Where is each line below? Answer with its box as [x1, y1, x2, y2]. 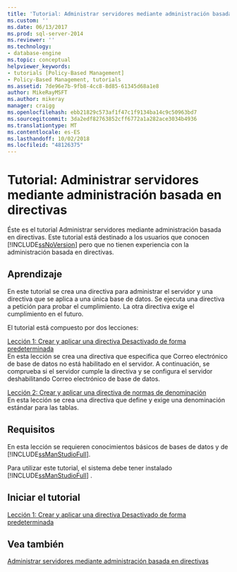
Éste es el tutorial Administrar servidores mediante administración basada [7, 225, 221, 234]
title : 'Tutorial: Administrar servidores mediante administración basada [7, 10, 232, 18]
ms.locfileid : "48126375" [7, 142, 83, 149]
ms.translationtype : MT [7, 121, 78, 129]
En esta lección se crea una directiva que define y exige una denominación [7, 395, 226, 404]
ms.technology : [7, 43, 52, 50]
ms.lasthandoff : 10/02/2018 [7, 135, 90, 142]
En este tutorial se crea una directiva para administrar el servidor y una [7, 287, 213, 295]
